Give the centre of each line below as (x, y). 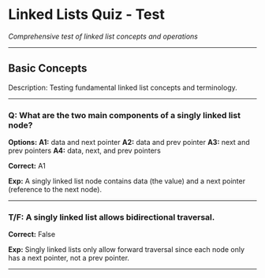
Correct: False (32, 235)
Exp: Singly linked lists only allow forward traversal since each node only (127, 250)
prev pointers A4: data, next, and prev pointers (85, 150)
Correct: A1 (27, 166)
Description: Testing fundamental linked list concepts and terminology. (123, 87)
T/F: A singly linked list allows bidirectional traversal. (112, 217)
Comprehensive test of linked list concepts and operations (103, 36)
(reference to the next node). (55, 190)
